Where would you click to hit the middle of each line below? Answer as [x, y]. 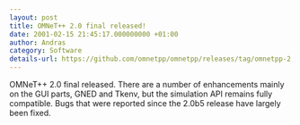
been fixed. [30, 113]
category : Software [46, 51]
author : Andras [38, 42]
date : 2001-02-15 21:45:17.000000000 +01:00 [94, 34]
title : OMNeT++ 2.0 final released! [78, 26]
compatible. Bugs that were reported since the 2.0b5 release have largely [145, 103]
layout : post [34, 17]
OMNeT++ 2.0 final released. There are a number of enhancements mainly [147, 84]
